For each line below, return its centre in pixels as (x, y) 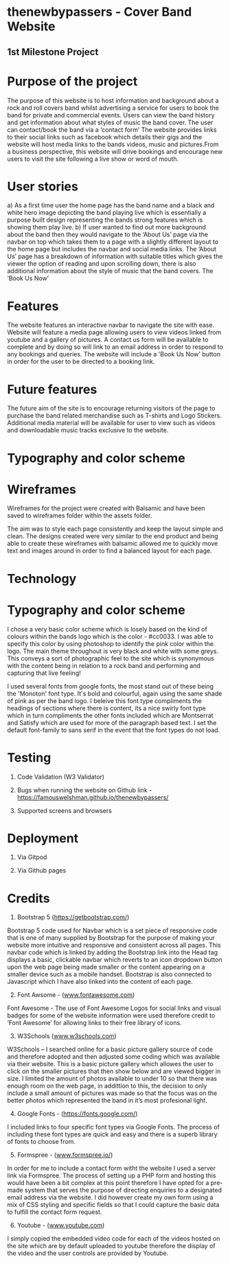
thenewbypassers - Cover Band (100, 12)
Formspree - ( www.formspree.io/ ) (65, 1155)
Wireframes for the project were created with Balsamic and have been (106, 508)
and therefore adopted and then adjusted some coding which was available (114, 1057)
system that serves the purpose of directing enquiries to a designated (123, 1190)
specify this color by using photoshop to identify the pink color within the (111, 643)
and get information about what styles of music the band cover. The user (110, 122)
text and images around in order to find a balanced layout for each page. (110, 551)
